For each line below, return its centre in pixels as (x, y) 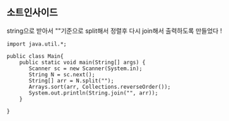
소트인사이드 (32, 13)
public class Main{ (35, 56)
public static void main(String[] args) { (82, 62)
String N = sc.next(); (62, 74)
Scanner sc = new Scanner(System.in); (85, 69)
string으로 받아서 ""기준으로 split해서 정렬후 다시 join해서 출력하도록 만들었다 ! (114, 31)
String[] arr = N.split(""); (71, 80)
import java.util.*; (37, 44)
